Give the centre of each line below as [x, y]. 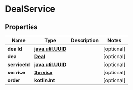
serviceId [19, 64]
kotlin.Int [45, 80]
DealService [30, 9]
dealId [15, 49]
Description [85, 41]
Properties [21, 27]
